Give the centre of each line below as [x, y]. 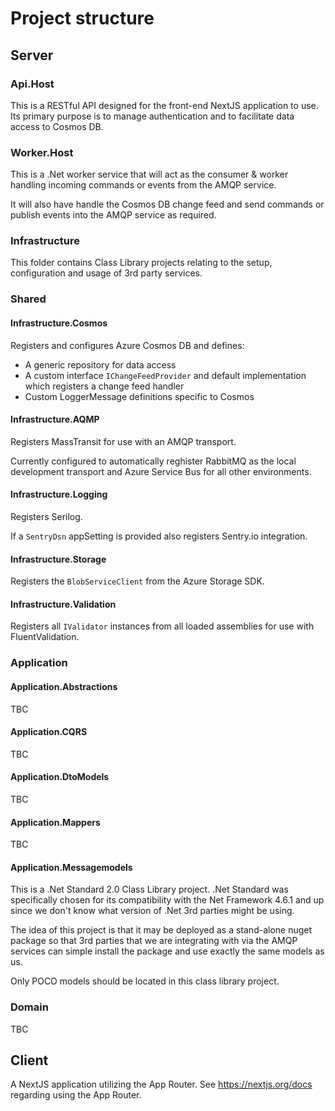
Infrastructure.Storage [58, 559]
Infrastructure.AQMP [55, 419]
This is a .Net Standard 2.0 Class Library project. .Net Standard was [149, 889]
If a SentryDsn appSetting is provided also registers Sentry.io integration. [159, 536]
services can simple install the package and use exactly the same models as [167, 951]
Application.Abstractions [64, 686]
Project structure [82, 18]
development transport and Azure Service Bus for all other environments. [161, 471]
